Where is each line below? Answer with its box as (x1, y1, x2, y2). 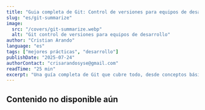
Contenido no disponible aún (6, 94, 118, 105)
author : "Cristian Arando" (6, 37, 75, 43)
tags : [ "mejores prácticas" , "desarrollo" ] (6, 49, 119, 55)
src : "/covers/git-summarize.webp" (12, 26, 103, 32)
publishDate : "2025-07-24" (6, 54, 75, 61)
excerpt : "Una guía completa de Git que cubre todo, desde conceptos (6, 71, 187, 78)
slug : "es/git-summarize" (6, 15, 72, 21)
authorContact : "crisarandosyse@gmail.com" (6, 60, 119, 66)
